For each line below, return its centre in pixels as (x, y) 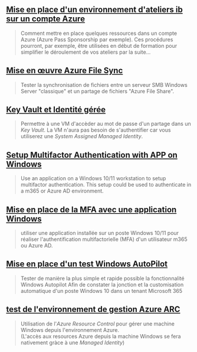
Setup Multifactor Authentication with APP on (92, 155)
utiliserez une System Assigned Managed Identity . (82, 136)
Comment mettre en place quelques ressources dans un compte (99, 33)
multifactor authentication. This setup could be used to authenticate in (106, 185)
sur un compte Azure (46, 19)
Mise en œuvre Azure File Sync (65, 71)
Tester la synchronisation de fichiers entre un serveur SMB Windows (104, 84)
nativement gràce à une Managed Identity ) (73, 343)
